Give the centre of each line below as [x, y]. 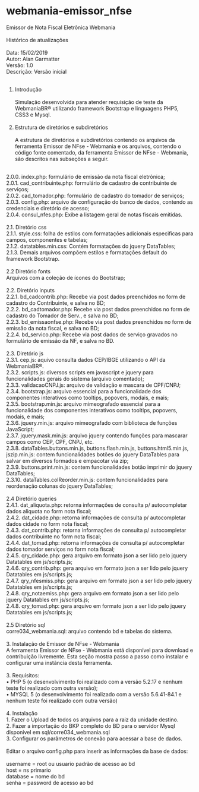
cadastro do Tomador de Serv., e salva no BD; [62, 315]
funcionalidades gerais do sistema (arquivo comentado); [75, 378]
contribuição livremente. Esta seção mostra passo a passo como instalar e [97, 656]
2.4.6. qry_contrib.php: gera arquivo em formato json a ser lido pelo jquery [97, 568]
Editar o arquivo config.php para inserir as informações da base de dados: [97, 751]
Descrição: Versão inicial [37, 71]
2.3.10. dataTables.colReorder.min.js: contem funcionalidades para [87, 479]
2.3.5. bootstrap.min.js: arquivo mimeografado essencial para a [83, 404]
